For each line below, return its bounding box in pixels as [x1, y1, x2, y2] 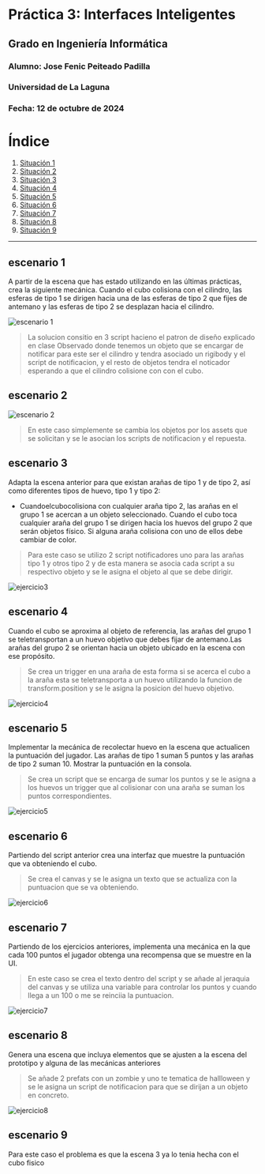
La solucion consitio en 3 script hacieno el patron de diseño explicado [27, 333, 256, 342]
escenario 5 [8, 721, 68, 735]
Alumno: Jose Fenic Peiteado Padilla [8, 61, 151, 72]
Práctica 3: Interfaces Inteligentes [8, 6, 236, 24]
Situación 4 [19, 183, 57, 193]
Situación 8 [19, 217, 57, 227]
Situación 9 [19, 225, 57, 235]
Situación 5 [19, 192, 57, 201]
